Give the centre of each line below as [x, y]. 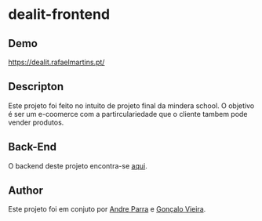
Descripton [36, 87]
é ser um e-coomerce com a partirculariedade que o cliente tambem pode [128, 114]
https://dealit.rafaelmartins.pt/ [56, 62]
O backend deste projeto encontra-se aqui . [78, 165]
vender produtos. [36, 122]
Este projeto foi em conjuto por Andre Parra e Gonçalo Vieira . [107, 209]
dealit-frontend [59, 14]
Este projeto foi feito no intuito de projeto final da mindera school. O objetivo [131, 105]
